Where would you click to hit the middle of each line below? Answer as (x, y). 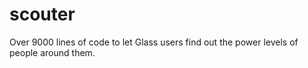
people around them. (52, 52)
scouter (42, 14)
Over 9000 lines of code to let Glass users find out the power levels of (154, 42)
